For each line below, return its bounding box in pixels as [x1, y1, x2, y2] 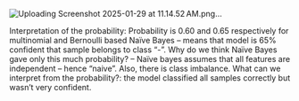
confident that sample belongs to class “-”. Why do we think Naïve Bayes [9, 44, 278, 55]
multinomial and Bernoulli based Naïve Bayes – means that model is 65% [9, 35, 277, 45]
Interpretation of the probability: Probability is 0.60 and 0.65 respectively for [9, 26, 289, 35]
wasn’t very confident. [9, 82, 92, 92]
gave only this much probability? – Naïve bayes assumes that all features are [9, 54, 291, 64]
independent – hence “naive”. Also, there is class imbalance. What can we [9, 63, 281, 74]
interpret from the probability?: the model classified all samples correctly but [9, 73, 291, 83]
